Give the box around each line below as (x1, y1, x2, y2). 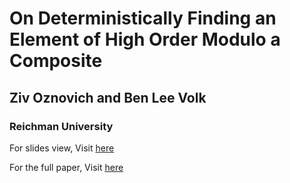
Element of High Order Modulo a (9, 28, 281, 51)
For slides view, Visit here (9, 142, 115, 154)
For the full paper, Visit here (9, 161, 124, 173)
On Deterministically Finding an (9, 7, 277, 30)
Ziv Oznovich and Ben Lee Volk (9, 89, 207, 106)
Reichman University (9, 119, 114, 133)
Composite (9, 50, 103, 72)
